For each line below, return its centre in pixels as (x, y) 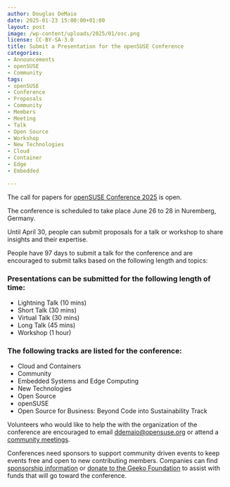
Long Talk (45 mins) (46, 325)
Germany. (21, 218)
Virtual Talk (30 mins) (49, 317)
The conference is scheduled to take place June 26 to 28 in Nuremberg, (112, 210)
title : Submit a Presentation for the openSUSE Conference (96, 46)
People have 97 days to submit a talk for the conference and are (100, 253)
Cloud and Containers (49, 366)
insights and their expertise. (47, 239)
